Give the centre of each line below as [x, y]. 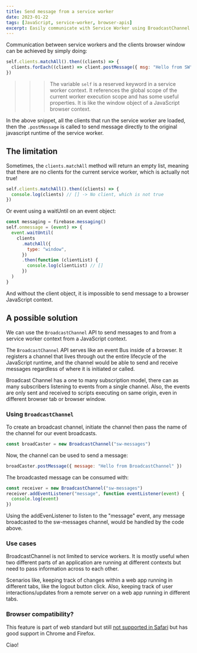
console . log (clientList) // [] [65, 266]
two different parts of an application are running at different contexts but [94, 562]
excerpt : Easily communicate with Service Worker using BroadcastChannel [98, 28]
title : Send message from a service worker [60, 11]
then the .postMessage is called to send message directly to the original [92, 127]
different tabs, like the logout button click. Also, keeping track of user [89, 586]
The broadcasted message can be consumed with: [67, 477]
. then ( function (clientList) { [60, 260]
